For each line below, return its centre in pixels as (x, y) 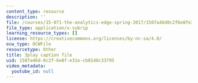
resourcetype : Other (32, 50)
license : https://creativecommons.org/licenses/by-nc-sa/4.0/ (84, 39)
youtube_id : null (33, 71)
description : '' (26, 17)
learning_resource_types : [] (42, 33)
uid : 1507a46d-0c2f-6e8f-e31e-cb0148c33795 (60, 60)
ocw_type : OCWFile (29, 44)
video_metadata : (26, 66)
